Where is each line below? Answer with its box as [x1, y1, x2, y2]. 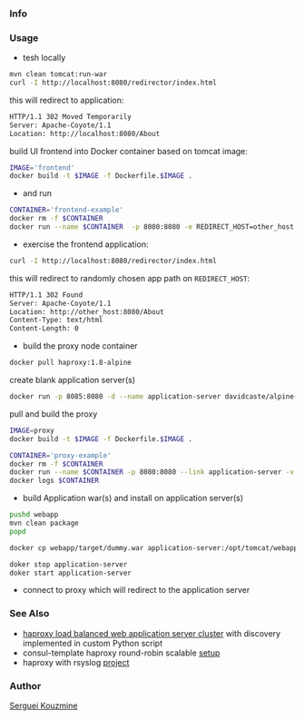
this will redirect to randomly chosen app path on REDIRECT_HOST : [9, 272, 251, 283]
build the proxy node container [22, 340, 138, 351]
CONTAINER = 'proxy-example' [9, 450, 112, 460]
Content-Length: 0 [9, 324, 79, 333]
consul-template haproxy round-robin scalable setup [22, 647, 221, 658]
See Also [9, 607, 50, 620]
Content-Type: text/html [9, 316, 103, 325]
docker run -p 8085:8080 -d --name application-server [9, 392, 221, 401]
